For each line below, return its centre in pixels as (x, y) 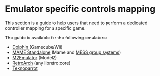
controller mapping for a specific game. (45, 28)
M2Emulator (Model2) (35, 57)
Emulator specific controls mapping (80, 9)
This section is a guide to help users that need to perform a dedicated (76, 23)
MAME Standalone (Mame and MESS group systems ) (67, 52)
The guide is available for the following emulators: (56, 38)
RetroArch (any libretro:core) (41, 63)
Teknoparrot (25, 68)
